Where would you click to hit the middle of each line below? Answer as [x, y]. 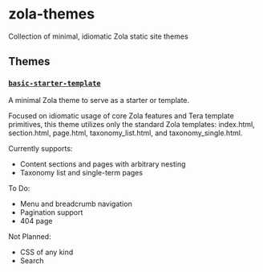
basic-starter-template [55, 84]
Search [32, 260]
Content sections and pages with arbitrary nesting [103, 164]
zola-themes [51, 14]
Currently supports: [40, 148]
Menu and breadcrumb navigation [76, 204]
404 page [36, 220]
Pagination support [51, 212]
